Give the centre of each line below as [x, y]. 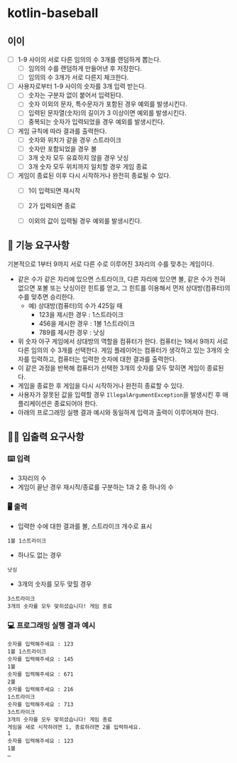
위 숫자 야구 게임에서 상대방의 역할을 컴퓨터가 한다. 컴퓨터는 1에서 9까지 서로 [123, 341]
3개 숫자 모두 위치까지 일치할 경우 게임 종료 [88, 166]
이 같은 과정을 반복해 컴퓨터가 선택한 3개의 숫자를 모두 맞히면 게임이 [111, 368]
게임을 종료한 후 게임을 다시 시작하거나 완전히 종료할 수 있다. [101, 385]
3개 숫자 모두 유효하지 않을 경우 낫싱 [78, 157]
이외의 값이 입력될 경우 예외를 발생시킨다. [85, 221]
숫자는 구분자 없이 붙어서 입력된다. [76, 95]
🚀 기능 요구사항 [38, 246]
